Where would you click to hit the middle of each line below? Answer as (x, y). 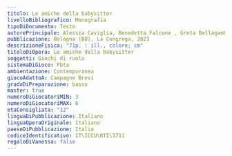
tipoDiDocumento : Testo (41, 26)
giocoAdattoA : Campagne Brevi (51, 78)
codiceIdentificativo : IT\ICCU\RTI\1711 (66, 135)
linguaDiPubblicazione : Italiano (55, 116)
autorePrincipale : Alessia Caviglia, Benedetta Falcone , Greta (101, 33)
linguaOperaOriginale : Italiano (54, 123)
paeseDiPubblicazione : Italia (51, 129)
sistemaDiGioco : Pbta (38, 65)
